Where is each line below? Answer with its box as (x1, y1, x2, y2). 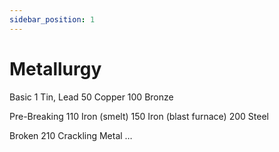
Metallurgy (9, 57, 102, 80)
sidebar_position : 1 (9, 14, 96, 25)
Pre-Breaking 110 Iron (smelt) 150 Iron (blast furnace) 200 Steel (9, 110, 269, 122)
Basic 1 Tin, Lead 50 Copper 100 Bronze (9, 91, 174, 103)
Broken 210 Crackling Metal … (9, 129, 133, 141)
